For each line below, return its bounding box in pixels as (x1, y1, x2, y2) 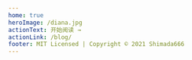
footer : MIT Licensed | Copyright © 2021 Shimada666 (8, 41, 185, 48)
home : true (8, 11, 44, 19)
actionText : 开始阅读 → (8, 26, 81, 34)
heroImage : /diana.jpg (8, 19, 83, 26)
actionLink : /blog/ (8, 33, 72, 41)
